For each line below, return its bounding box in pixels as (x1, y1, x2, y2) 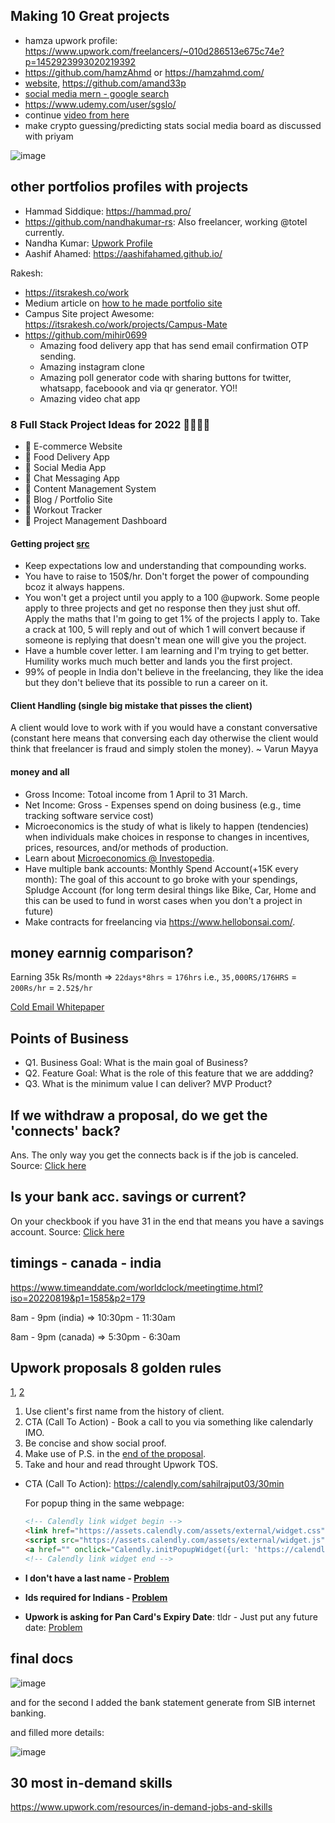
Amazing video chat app (39, 392, 141, 404)
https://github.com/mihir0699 (24, 329, 148, 341)
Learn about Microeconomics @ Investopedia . (24, 852, 215, 864)
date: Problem (24, 1621, 83, 1633)
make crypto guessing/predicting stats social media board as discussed (24, 119, 322, 131)
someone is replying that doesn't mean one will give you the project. (24, 634, 307, 646)
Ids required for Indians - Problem (24, 1591, 168, 1603)
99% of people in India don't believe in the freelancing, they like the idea (24, 666, 324, 678)
